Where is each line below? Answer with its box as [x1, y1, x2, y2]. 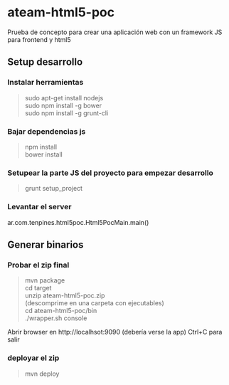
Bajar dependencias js [7, 126, 86, 136]
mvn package [24, 276, 65, 285]
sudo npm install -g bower [24, 101, 102, 110]
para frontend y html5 [7, 35, 71, 43]
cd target [24, 284, 52, 292]
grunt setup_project [24, 184, 83, 193]
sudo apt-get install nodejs [24, 93, 104, 102]
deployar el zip [7, 353, 60, 363]
